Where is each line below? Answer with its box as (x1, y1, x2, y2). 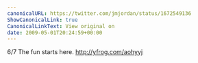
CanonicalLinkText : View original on (7, 23, 115, 29)
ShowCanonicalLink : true (7, 16, 78, 23)
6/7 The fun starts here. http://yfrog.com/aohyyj (7, 48, 143, 56)
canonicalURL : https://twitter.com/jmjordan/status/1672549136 (7, 10, 192, 17)
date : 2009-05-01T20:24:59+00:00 (7, 29, 103, 36)
